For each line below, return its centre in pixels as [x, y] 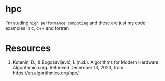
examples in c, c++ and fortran [37, 28]
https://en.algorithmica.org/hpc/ [46, 73]
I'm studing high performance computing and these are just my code [75, 23]
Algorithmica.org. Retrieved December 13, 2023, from [68, 67]
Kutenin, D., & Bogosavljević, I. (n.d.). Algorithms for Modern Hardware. [86, 62]
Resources [28, 49]
